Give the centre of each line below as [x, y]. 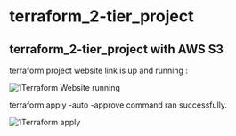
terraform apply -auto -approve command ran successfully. [118, 105]
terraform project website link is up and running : [99, 70]
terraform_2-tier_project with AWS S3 [117, 49]
